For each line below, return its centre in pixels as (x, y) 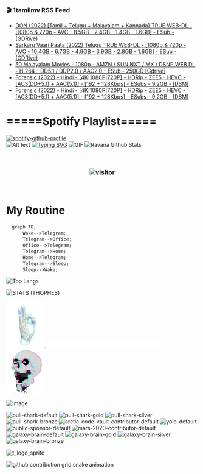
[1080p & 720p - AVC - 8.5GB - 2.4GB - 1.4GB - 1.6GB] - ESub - (95, 32)
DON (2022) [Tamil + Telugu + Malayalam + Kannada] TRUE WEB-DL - (104, 26)
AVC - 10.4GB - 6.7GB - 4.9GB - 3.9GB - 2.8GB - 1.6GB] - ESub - (96, 52)
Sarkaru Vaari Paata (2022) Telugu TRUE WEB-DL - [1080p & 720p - (101, 45)
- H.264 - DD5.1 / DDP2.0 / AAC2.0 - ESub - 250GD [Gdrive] (90, 71)
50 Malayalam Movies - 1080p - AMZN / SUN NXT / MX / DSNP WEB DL (105, 65)
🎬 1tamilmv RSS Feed (38, 10)
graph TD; (24, 227)
